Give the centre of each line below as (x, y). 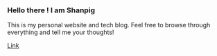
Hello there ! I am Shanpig (51, 10)
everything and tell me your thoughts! (61, 32)
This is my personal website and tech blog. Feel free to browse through (109, 25)
